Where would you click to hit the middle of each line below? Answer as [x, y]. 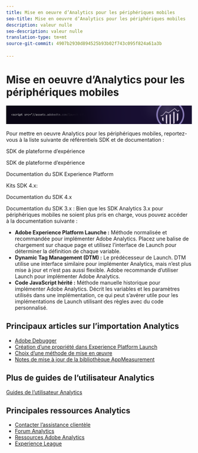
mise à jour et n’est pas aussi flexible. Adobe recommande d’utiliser [96, 270]
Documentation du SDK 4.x [39, 197]
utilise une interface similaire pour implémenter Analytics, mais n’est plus [103, 264]
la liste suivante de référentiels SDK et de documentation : [94, 140]
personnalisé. [31, 308]
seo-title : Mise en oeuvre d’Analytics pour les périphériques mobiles [96, 19]
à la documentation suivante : [42, 221]
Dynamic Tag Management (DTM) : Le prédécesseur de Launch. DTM [100, 258]
